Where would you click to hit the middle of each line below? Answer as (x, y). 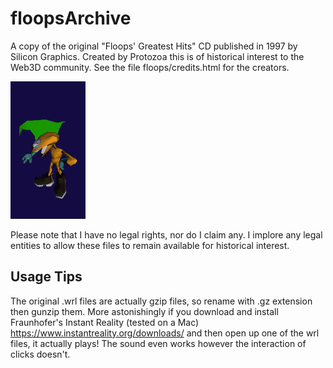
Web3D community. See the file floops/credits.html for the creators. (150, 67)
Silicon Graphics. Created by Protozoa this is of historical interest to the (157, 56)
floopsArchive (71, 18)
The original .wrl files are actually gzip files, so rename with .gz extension (161, 301)
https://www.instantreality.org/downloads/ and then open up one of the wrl (165, 333)
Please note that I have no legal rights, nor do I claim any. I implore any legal (166, 234)
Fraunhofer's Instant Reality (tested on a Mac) (105, 322)
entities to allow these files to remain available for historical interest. (150, 245)
